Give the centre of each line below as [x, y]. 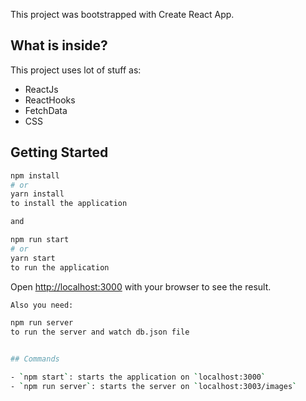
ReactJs [41, 89]
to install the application [69, 204]
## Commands [35, 359]
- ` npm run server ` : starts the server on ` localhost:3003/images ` [154, 386]
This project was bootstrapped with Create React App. [122, 14]
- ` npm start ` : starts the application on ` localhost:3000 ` [138, 377]
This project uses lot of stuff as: [76, 70]
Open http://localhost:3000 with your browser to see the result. [141, 286]
